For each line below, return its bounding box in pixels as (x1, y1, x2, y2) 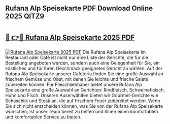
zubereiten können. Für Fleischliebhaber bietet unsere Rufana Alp (5, 81, 142, 87)
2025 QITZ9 (5, 12, 45, 21)
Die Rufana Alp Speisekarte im (82, 49, 146, 55)
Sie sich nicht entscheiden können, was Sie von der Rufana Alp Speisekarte (5, 103, 163, 109)
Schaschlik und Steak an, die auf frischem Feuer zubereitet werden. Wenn (5, 98, 161, 104)
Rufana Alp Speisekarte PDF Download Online (5, 4, 153, 13)
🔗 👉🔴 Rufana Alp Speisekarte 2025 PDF (5, 33, 135, 42)
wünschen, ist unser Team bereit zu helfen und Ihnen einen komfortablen (5, 109, 158, 114)
